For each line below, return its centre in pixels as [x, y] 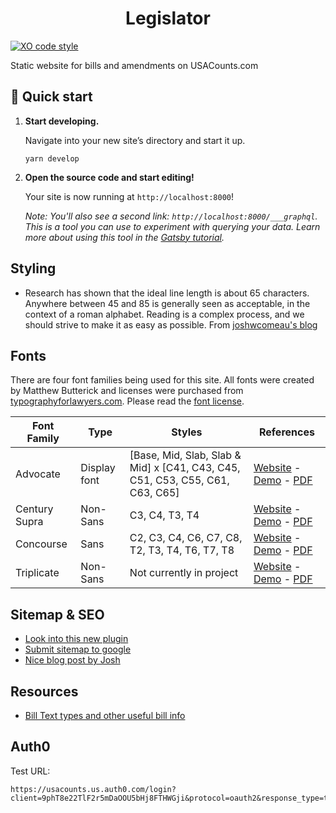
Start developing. [62, 121]
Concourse [41, 544]
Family [43, 439]
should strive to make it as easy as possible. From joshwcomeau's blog [171, 324]
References [286, 432]
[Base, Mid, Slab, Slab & [185, 455]
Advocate [38, 474]
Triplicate [37, 573]
